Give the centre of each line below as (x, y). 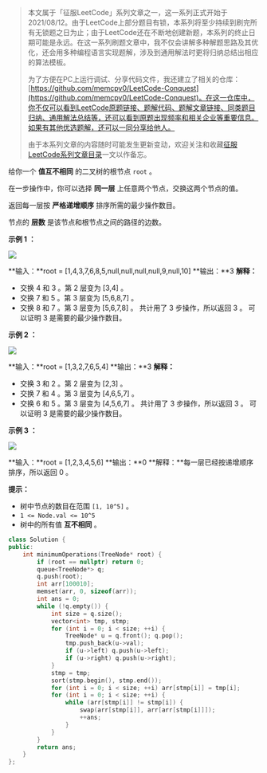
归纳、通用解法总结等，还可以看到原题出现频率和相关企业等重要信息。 (143, 118)
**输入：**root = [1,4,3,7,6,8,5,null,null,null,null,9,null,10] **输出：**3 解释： (133, 271)
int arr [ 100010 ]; (65, 584)
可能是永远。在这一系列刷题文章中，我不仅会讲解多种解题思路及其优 (147, 42)
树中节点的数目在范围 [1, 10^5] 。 (77, 506)
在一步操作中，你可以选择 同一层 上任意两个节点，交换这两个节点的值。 (126, 188)
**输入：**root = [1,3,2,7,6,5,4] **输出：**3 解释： (92, 367)
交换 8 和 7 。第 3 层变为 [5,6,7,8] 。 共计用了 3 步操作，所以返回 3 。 (133, 308)
